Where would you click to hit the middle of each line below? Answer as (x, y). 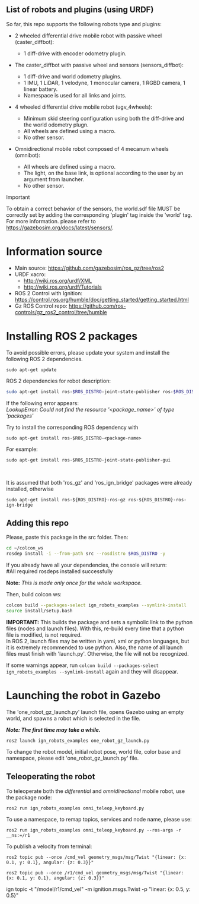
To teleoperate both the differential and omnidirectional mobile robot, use (96, 791)
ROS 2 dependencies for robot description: (59, 381)
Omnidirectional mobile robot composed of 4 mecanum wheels (92, 148)
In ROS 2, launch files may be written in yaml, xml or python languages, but (98, 641)
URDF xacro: (30, 274)
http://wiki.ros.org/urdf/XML (58, 280)
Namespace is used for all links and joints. (75, 95)
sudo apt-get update (32, 370)
